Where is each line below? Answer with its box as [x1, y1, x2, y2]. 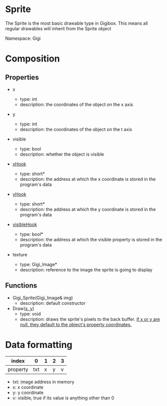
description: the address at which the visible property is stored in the [20, 236, 162, 242]
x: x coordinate [12, 384, 44, 390]
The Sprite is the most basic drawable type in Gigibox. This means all [5, 20, 148, 26]
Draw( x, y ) [12, 305, 35, 311]
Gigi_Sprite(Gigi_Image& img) [12, 295, 73, 301]
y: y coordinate [12, 389, 44, 395]
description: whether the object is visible [20, 151, 104, 157]
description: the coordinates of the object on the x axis [20, 101, 133, 107]
